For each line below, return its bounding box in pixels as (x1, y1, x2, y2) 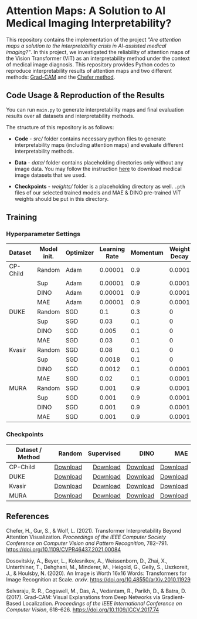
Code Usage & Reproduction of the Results (6, 90, 165, 100)
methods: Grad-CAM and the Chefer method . (6, 73, 116, 80)
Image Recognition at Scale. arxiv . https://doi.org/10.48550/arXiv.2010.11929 (6, 576, 191, 583)
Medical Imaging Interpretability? (6, 16, 172, 30)
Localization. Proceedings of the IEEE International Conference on (22, 600, 182, 607)
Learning (99, 245, 125, 253)
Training (6, 213, 38, 223)
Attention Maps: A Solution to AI (6, 4, 166, 18)
